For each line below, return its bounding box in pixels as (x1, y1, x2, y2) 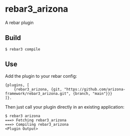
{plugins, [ (5, 82, 29, 88)
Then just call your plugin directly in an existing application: (5, 104, 125, 110)
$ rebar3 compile (5, 46, 41, 52)
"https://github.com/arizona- (64, 87, 126, 91)
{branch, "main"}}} (72, 91, 112, 96)
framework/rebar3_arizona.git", (5, 91, 71, 96)
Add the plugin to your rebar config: (5, 73, 77, 79)
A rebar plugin (5, 20, 34, 25)
